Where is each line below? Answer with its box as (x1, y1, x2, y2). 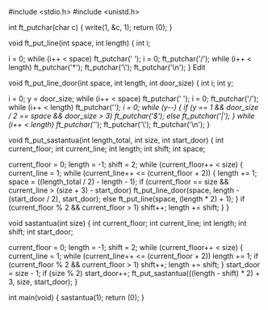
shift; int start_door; (8, 227, 73, 236)
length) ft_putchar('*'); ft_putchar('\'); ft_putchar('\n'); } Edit (8, 62, 206, 72)
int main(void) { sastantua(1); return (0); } (8, 293, 145, 302)
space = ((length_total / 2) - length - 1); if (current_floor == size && (8, 177, 229, 186)
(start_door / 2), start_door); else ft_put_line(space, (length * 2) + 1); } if (8, 194, 245, 203)
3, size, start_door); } (8, 277, 78, 287)
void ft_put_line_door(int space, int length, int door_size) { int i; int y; (8, 79, 234, 87)
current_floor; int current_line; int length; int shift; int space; (8, 144, 206, 153)
